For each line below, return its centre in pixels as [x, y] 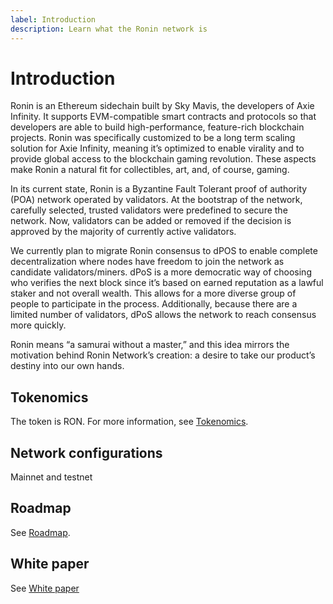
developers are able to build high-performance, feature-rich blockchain [157, 127]
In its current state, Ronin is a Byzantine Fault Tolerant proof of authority [159, 189]
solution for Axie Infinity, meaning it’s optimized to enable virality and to [157, 148]
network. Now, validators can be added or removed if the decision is [151, 221]
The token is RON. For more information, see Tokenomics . [129, 422]
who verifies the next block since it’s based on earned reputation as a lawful [167, 283]
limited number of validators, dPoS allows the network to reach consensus [163, 315]
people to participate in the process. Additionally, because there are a [154, 304]
